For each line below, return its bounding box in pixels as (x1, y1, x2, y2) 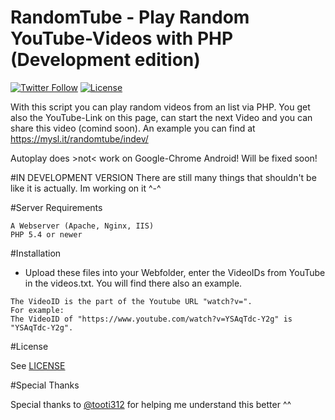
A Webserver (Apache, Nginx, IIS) (10, 221, 155, 231)
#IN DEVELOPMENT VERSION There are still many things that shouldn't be (10, 171, 317, 183)
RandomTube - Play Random (10, 6, 250, 29)
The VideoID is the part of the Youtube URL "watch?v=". (10, 296, 253, 306)
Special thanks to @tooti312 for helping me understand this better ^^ (10, 398, 292, 410)
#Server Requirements (10, 201, 103, 213)
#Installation (10, 247, 62, 259)
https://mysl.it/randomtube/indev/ (10, 132, 149, 145)
